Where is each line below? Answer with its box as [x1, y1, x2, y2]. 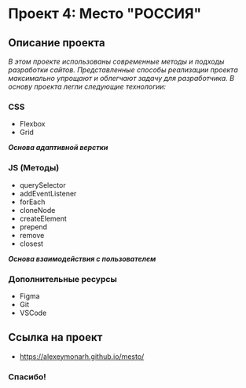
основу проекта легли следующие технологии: [8, 82, 167, 91]
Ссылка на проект [8, 331, 103, 344]
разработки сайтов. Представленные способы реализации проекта [8, 65, 238, 75]
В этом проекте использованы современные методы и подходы [8, 57, 225, 66]
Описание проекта [8, 36, 105, 49]
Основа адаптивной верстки [8, 143, 108, 152]
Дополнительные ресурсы [8, 273, 118, 284]
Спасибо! [8, 371, 46, 382]
